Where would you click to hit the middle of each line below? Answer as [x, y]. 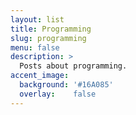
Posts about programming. [73, 66]
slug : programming [48, 38]
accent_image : [40, 76]
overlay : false [58, 94]
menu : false [35, 47]
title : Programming [51, 29]
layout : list [37, 19]
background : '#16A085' [66, 85]
